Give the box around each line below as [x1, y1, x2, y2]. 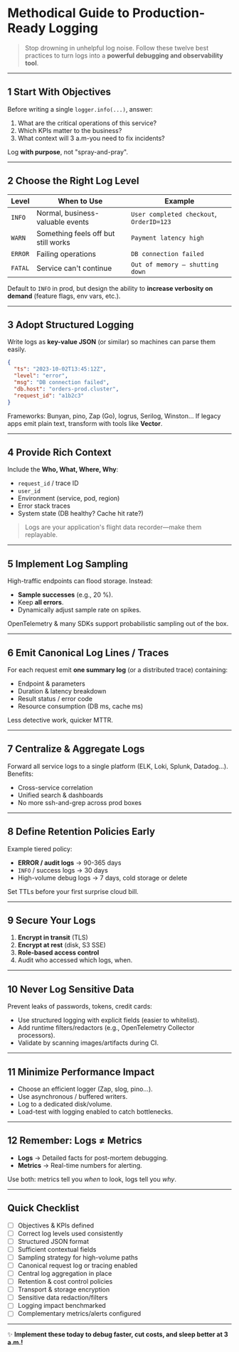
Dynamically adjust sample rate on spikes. [17, 606, 142, 614]
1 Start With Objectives [7, 86, 112, 98]
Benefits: [7, 770, 34, 778]
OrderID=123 [130, 218, 171, 225]
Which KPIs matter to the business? [17, 126, 122, 134]
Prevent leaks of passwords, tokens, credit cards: [7, 1002, 153, 1011]
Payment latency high [130, 233, 204, 242]
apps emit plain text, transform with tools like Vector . [7, 419, 163, 427]
